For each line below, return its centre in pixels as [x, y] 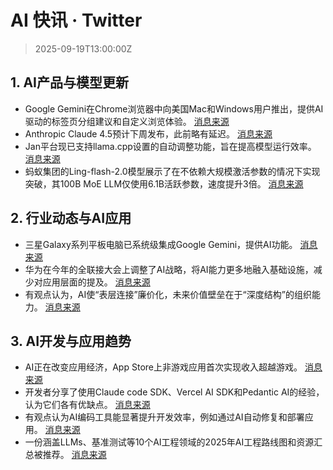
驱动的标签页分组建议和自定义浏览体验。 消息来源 [127, 121]
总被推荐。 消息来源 [65, 455]
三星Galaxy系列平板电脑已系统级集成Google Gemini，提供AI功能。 [161, 244]
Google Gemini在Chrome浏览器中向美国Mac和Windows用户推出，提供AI [174, 108]
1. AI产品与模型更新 [69, 82]
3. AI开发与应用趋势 [71, 341]
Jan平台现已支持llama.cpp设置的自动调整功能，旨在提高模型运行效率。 [170, 146]
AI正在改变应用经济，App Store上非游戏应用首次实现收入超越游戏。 [163, 367]
